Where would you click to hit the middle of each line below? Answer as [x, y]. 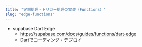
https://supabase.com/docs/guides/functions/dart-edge [78, 34]
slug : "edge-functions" [30, 14]
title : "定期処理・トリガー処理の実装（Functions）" [56, 10]
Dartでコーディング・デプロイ [51, 40]
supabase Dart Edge [34, 28]
